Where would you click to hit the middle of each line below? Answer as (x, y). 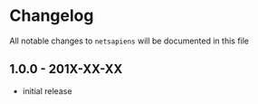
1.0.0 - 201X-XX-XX (66, 69)
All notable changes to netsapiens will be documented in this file (129, 41)
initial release (47, 90)
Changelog (52, 16)
